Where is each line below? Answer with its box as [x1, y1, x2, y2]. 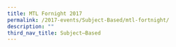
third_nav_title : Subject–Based [7, 29, 101, 37]
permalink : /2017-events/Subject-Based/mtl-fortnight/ [7, 17, 170, 23]
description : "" [7, 23, 54, 30]
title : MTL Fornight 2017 [7, 10, 82, 17]
